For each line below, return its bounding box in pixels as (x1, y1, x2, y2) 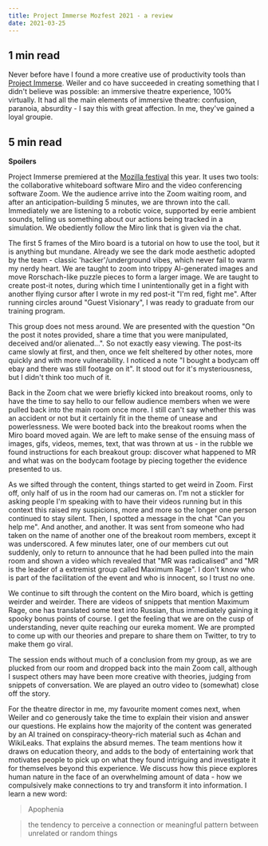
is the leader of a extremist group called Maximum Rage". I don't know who (8, 564, 255, 575)
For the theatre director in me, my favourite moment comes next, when (8, 704, 241, 714)
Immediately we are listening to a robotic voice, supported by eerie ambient (8, 206, 257, 215)
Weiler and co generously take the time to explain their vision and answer (8, 713, 249, 722)
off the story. (8, 689, 51, 698)
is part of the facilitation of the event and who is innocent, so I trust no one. (8, 573, 255, 583)
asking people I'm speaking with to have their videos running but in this (8, 496, 242, 507)
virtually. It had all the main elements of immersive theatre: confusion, (8, 95, 237, 105)
